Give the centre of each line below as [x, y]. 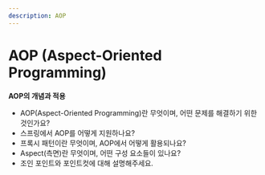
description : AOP [37, 16]
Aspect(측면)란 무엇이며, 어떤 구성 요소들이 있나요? [100, 153]
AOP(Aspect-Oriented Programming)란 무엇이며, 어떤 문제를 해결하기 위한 [139, 112]
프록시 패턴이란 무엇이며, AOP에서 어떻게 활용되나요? [103, 143]
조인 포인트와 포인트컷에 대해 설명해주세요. [87, 163]
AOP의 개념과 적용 [37, 96]
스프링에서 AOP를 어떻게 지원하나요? [77, 132]
